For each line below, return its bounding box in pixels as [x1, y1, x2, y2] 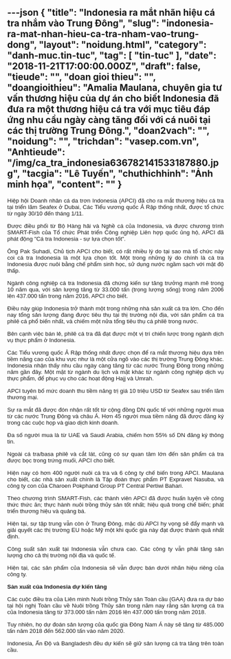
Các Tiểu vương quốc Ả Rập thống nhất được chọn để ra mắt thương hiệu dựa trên [7, 348, 224, 356]
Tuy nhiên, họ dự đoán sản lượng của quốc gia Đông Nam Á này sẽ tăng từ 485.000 [7, 621, 224, 628]
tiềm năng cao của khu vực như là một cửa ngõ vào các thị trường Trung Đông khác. [7, 355, 224, 363]
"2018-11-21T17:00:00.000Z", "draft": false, [7, 60, 201, 72]
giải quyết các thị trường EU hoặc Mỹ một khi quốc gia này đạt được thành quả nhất [7, 526, 224, 533]
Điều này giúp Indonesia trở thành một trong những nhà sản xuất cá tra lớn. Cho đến [7, 304, 224, 312]
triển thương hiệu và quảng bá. [7, 507, 86, 515]
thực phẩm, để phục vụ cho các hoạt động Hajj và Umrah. [7, 375, 154, 382]
